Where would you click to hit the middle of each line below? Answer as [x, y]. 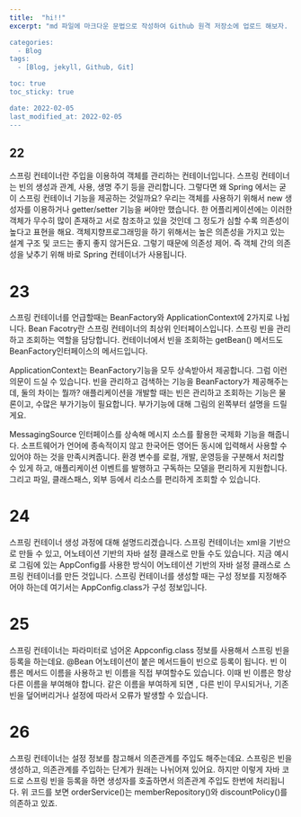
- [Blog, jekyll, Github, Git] [76, 67]
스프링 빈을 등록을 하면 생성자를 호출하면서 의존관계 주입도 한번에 [140, 781]
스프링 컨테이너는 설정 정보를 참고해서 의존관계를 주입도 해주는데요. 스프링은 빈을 [151, 759]
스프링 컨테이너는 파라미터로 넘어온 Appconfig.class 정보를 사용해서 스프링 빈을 [150, 651]
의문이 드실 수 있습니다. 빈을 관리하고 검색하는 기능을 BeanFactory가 [130, 382]
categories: [31, 42]
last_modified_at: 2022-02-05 [66, 117]
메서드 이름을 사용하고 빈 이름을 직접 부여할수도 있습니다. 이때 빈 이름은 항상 [159, 673]
